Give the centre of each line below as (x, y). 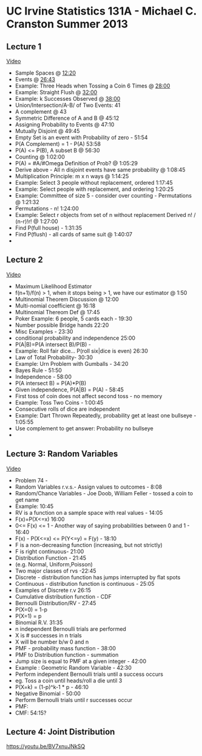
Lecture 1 (24, 46)
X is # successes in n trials (48, 635)
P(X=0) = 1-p (31, 610)
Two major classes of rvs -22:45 (56, 571)
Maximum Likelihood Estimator (53, 286)
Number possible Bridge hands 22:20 (62, 325)
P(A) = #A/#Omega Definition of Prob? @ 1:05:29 (76, 163)
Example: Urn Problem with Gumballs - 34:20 (72, 363)
